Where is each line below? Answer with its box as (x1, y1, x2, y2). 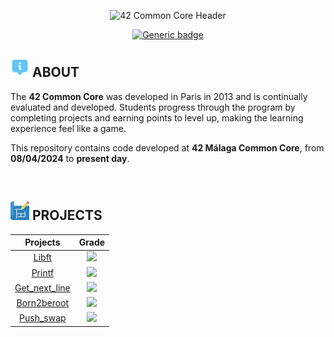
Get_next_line (14, 281, 71, 294)
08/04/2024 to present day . (10, 152, 130, 164)
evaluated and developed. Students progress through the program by (10, 101, 296, 113)
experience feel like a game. (10, 122, 127, 134)
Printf (31, 266, 55, 279)
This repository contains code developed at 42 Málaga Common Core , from (10, 141, 325, 154)
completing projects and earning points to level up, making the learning (10, 111, 304, 124)
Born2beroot (16, 297, 70, 309)
